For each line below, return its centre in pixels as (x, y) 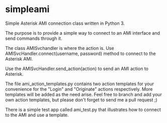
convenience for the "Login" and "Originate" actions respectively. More (79, 89)
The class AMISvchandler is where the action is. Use (60, 48)
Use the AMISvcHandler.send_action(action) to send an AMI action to (77, 69)
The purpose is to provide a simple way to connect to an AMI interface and (82, 33)
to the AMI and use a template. (37, 115)
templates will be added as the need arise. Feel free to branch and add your (83, 94)
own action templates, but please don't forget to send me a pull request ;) (81, 100)
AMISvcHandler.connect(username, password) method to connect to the (80, 53)
